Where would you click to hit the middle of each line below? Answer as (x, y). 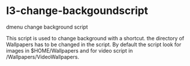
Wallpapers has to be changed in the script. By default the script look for (94, 44)
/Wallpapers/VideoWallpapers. (43, 57)
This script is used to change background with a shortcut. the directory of (95, 38)
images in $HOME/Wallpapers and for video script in (69, 50)
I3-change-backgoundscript (77, 11)
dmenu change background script (47, 27)
